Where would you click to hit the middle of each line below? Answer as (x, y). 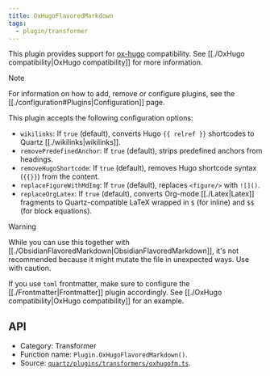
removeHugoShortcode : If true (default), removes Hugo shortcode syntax (138, 168)
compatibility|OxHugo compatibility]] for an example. (96, 301)
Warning (22, 226)
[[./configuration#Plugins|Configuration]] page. (87, 103)
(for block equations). (56, 211)
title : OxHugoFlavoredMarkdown (61, 16)
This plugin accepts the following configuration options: (101, 118)
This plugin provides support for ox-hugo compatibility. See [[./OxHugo (127, 54)
